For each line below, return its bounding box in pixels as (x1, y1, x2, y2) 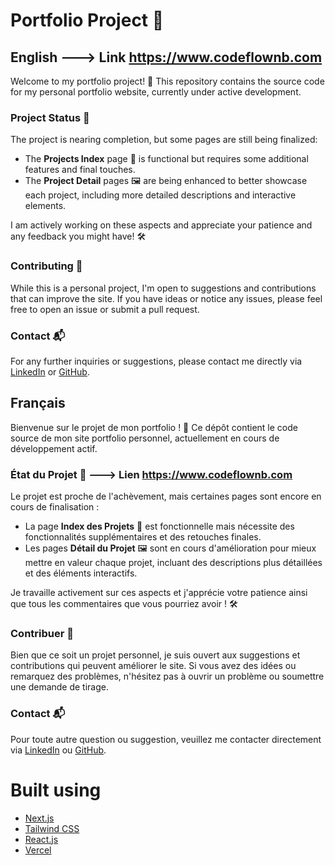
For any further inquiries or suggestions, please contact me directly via (10, 355, 303, 367)
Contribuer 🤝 (10, 626, 74, 640)
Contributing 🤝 (10, 259, 83, 273)
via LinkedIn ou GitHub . (10, 744, 107, 756)
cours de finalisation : (10, 501, 100, 513)
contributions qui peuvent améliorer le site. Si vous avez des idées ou (10, 660, 297, 672)
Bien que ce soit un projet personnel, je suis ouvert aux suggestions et (10, 649, 301, 661)
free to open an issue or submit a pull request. (10, 303, 200, 315)
